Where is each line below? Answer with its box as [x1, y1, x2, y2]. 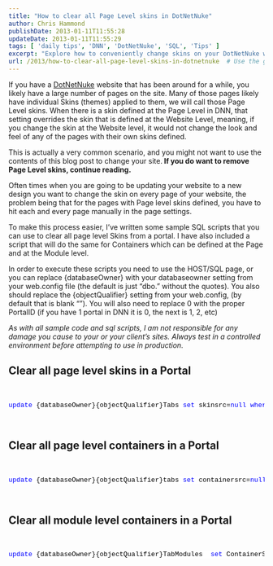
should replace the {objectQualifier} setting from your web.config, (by [8, 290, 242, 300]
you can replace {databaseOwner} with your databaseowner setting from [8, 272, 253, 282]
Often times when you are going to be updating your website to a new [8, 180, 242, 190]
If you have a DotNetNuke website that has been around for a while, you [8, 79, 249, 90]
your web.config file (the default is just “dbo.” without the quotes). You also [8, 281, 260, 291]
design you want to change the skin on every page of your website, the [8, 189, 247, 199]
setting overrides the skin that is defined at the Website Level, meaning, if [8, 114, 254, 124]
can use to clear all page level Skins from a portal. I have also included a [8, 230, 250, 240]
